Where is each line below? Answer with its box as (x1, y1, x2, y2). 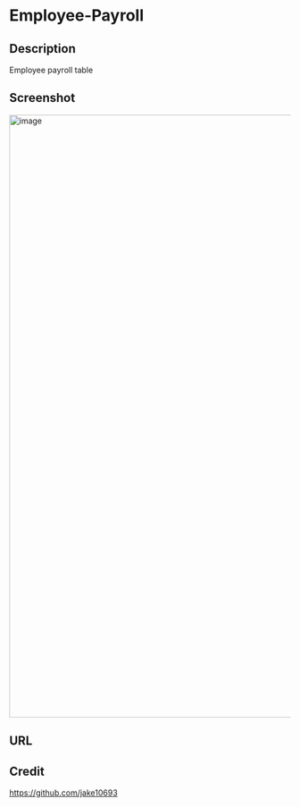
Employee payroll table (9, 64, 94, 75)
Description (9, 41, 76, 56)
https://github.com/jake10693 (9, 787, 118, 798)
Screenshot (9, 90, 76, 105)
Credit (9, 763, 45, 778)
